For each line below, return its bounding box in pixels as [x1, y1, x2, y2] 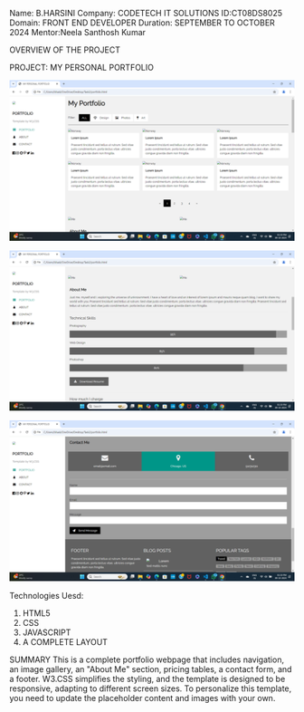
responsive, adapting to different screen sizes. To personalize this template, [9, 683, 292, 694]
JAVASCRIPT [22, 627, 71, 638]
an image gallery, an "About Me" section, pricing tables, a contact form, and [9, 663, 292, 674]
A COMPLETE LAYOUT [22, 636, 109, 647]
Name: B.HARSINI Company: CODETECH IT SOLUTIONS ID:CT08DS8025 [9, 8, 283, 18]
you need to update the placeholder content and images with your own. [9, 692, 276, 703]
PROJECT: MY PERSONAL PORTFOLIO [9, 63, 154, 72]
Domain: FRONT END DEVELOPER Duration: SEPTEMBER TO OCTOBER [9, 17, 276, 28]
